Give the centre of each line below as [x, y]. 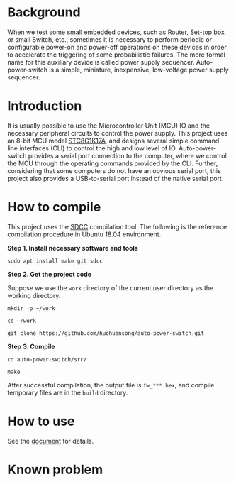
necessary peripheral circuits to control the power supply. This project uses [118, 133]
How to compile [54, 207]
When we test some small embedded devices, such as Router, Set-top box [116, 32]
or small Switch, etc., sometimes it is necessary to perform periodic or [110, 39]
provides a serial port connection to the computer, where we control [127, 155]
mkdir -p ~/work [31, 308]
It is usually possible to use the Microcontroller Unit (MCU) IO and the [109, 126]
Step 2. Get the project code [50, 274]
